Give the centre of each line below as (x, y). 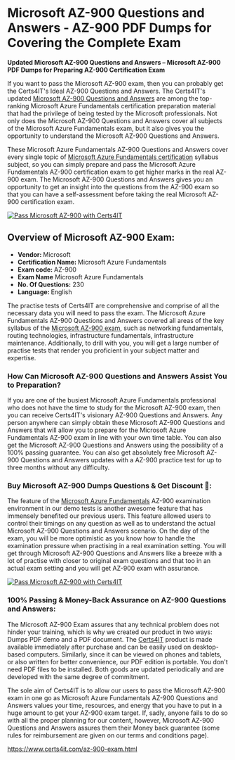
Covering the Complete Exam (94, 43)
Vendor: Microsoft (44, 254)
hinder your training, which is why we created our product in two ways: (110, 632)
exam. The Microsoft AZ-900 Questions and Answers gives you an (117, 179)
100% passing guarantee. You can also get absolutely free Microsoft (106, 452)
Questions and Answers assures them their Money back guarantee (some (114, 728)
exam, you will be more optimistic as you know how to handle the (101, 538)
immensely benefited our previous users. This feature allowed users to (109, 516)
